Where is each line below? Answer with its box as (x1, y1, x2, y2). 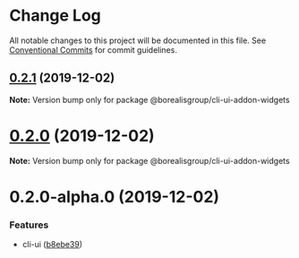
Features (9, 219, 49, 231)
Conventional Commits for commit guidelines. (9, 44, 177, 55)
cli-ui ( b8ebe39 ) (21, 239, 83, 250)
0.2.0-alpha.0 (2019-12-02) (9, 186, 220, 207)
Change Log (9, 5, 101, 26)
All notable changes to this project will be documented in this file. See (9, 35, 267, 46)
